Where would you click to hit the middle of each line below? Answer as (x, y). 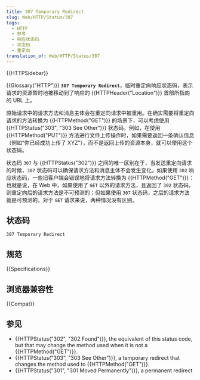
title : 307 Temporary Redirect (45, 12)
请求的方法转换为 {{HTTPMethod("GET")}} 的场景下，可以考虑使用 (88, 120)
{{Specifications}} (28, 269)
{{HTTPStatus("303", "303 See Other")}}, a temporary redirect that (97, 357)
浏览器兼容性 (30, 289)
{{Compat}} (20, 304)
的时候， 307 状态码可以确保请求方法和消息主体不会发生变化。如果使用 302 (97, 170)
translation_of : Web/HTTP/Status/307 (53, 56)
